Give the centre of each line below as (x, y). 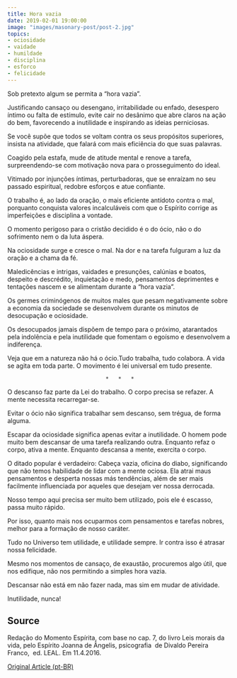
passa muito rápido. (36, 507)
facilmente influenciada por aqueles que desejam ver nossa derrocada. (111, 486)
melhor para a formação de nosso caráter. (69, 528)
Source (24, 621)
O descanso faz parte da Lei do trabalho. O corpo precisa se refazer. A (110, 392)
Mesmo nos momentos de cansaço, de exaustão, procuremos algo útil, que (117, 563)
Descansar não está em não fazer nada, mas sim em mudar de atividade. (114, 585)
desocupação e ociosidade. (48, 315)
